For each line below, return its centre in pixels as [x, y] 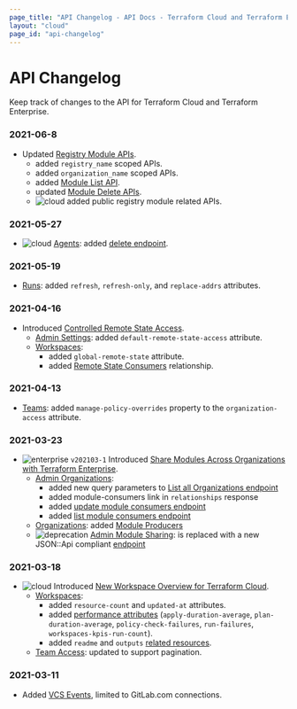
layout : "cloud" [39, 26]
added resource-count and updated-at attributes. [137, 605]
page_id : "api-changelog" [57, 34]
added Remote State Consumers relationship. [131, 365]
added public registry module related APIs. [145, 201]
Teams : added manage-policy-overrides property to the [123, 408]
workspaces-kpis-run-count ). [100, 634]
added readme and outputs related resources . [130, 643]
